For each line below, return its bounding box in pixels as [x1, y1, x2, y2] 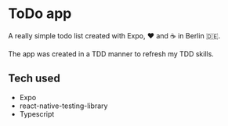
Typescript [19, 109, 55, 118]
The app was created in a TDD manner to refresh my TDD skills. [8, 49, 214, 59]
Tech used [8, 72, 60, 85]
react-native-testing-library [19, 101, 108, 110]
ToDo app [8, 5, 72, 23]
